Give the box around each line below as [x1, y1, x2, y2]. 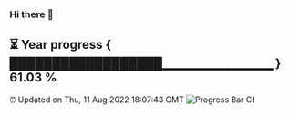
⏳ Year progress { [9, 37, 112, 52]
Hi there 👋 [9, 8, 55, 21]
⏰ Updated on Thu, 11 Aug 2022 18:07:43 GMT [9, 94, 184, 105]
